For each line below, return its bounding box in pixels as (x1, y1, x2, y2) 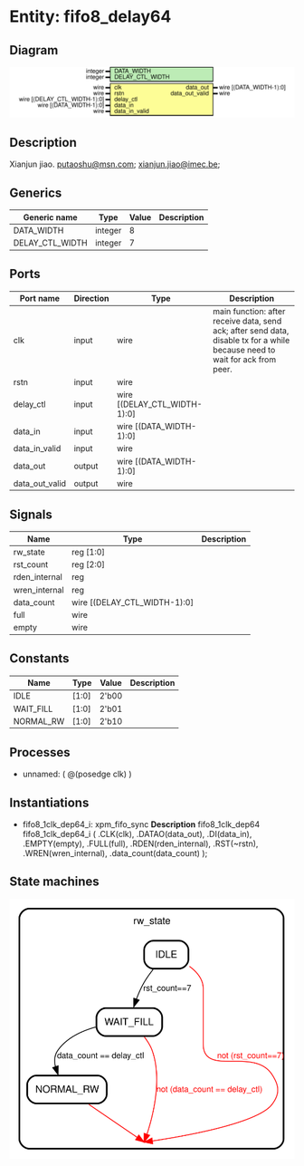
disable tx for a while (212, 335, 290, 346)
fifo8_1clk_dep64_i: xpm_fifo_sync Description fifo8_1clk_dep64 (22, 819, 261, 830)
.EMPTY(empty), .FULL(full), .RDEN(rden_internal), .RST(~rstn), (22, 838, 259, 849)
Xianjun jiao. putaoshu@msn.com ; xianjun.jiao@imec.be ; (9, 159, 221, 169)
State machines (9, 874, 100, 890)
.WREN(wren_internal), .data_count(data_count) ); (22, 848, 208, 859)
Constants (9, 650, 70, 667)
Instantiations (9, 795, 90, 810)
